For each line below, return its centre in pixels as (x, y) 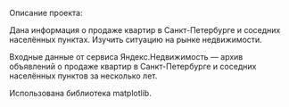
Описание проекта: (46, 13)
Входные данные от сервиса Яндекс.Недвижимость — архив (126, 57)
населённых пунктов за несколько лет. (83, 76)
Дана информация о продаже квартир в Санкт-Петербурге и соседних (145, 30)
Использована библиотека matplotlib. (80, 93)
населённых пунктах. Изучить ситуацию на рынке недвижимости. (136, 40)
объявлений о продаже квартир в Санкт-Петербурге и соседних (133, 66)
